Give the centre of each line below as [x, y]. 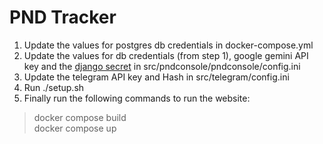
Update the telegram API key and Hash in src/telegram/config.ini [156, 77]
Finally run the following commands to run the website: [137, 98]
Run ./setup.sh [54, 87]
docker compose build [80, 117]
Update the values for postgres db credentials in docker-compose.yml [168, 45]
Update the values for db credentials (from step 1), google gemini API [166, 55]
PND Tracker [63, 17]
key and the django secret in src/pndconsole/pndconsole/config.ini [162, 66]
